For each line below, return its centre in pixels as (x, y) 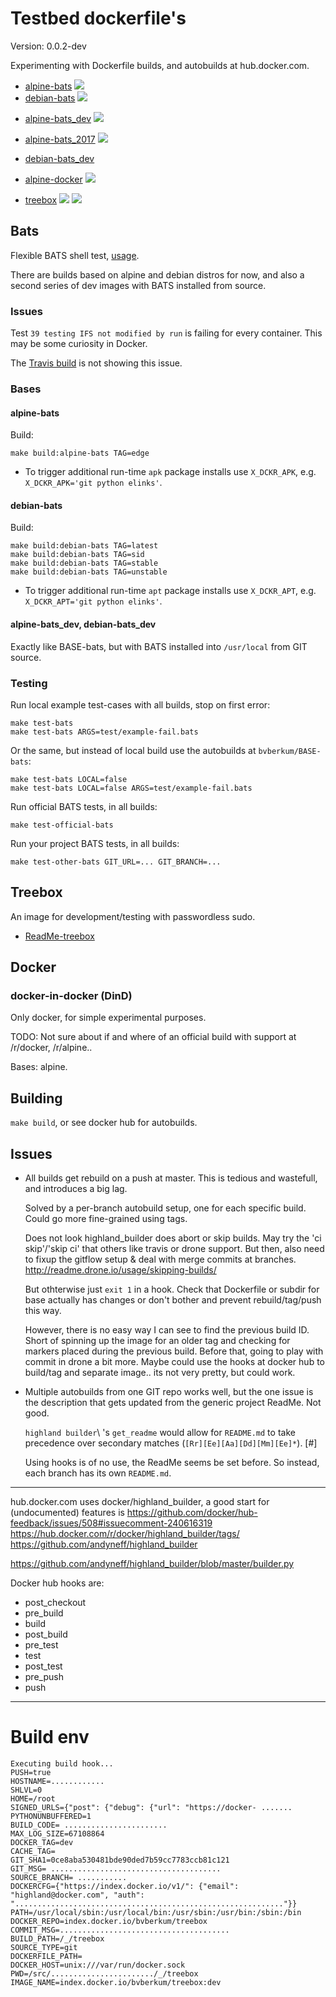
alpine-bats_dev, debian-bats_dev (83, 624)
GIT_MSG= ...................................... (116, 1868)
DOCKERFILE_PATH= (46, 1956)
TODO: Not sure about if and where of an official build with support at (153, 1037)
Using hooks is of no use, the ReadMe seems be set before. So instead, (172, 1462)
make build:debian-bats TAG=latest (84, 546)
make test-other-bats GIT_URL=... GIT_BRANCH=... (116, 862)
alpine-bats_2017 (60, 139)
